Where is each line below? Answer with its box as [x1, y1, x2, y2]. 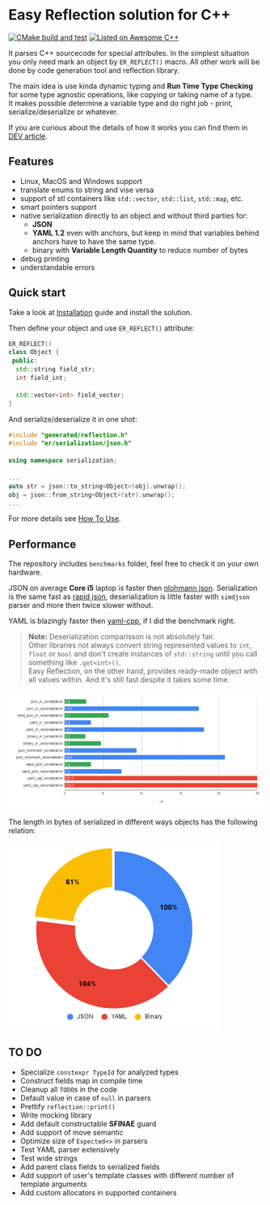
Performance [8, 537, 77, 551]
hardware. [8, 567, 43, 577]
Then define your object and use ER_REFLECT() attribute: [8, 323, 195, 333]
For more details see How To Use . [8, 514, 121, 523]
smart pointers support [19, 202, 97, 212]
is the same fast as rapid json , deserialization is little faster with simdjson [8, 592, 251, 601]
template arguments [19, 1179, 87, 1189]
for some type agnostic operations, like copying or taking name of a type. [8, 89, 253, 99]
